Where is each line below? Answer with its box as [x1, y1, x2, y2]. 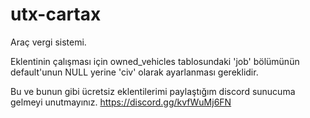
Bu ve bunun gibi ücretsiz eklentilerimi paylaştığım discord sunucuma [10, 85, 296, 97]
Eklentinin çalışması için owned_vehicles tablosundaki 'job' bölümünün [10, 55, 300, 67]
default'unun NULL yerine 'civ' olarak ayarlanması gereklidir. [10, 66, 259, 78]
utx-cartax [10, 3, 102, 26]
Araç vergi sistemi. [10, 36, 87, 48]
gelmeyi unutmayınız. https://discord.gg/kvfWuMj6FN [10, 96, 232, 108]
